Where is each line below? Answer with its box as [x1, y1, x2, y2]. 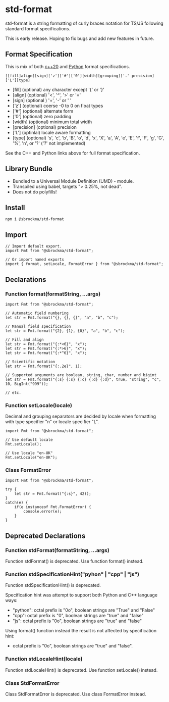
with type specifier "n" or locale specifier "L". [5, 419, 99, 425]
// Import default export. [5, 244, 62, 249]
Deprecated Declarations [5, 531, 86, 540]
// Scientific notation [5, 359, 55, 364]
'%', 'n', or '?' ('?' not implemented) [12, 140, 86, 146]
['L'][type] [5, 77, 30, 83]
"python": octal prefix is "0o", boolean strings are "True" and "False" [12, 607, 155, 613]
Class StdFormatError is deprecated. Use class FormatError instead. [5, 691, 146, 697]
